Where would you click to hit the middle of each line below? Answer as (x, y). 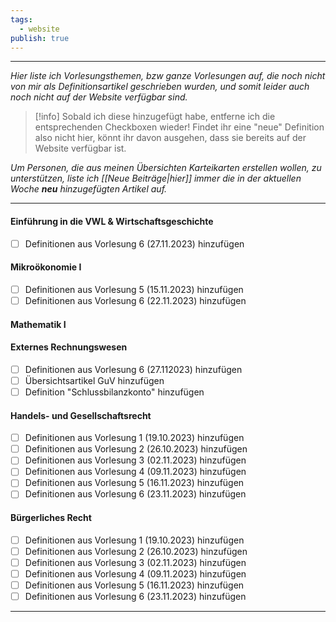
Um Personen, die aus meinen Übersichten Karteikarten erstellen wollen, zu (166, 168)
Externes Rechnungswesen (69, 347)
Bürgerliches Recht (51, 518)
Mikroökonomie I (46, 267)
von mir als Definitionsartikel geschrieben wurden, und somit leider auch (160, 87)
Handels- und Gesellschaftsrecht (81, 415)
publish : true (40, 38)
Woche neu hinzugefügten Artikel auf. (89, 189)
